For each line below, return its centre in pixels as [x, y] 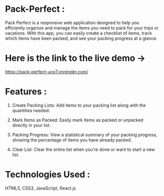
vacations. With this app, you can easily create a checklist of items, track [79, 33]
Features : [26, 92]
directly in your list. [31, 125]
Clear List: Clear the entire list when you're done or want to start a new [83, 149]
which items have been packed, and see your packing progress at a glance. [81, 38]
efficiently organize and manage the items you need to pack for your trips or [82, 28]
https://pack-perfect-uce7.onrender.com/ [47, 72]
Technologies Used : [48, 174]
